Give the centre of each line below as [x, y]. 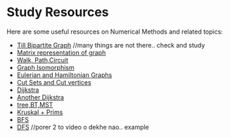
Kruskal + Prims [40, 112]
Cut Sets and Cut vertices [54, 82]
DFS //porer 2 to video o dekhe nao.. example [83, 127]
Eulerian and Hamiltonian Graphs [64, 75]
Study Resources [58, 12]
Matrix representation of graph [61, 53]
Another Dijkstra [40, 97]
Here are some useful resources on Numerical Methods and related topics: [115, 32]
